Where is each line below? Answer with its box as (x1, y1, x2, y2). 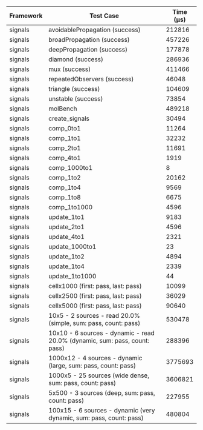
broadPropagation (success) (48, 36, 130, 44)
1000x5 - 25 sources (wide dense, (48, 371, 150, 380)
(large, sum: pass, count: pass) (48, 361, 136, 369)
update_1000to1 (48, 243, 97, 250)
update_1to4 (48, 262, 85, 270)
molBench (48, 104, 77, 113)
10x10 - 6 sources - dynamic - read (48, 329, 155, 337)
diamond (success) (48, 55, 104, 63)
